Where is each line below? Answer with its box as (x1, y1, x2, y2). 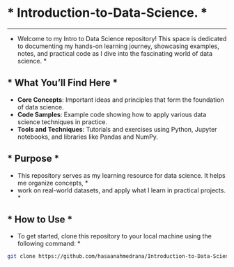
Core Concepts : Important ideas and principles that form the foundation (17, 96, 224, 104)
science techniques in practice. (17, 117, 108, 126)
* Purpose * (7, 153, 60, 165)
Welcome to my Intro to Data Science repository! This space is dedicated (17, 34, 227, 43)
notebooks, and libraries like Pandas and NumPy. (17, 132, 158, 141)
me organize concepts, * (17, 178, 88, 187)
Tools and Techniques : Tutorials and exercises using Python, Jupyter (17, 125, 217, 133)
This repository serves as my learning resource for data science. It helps (17, 171, 226, 179)
